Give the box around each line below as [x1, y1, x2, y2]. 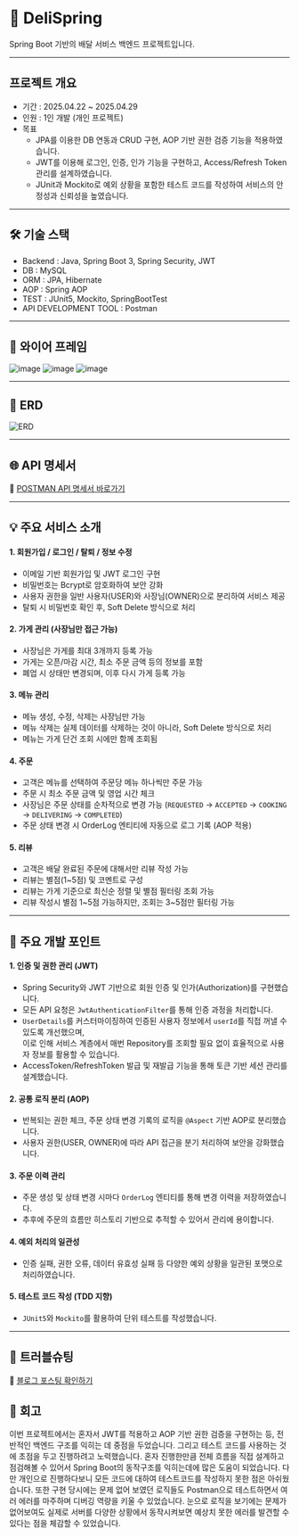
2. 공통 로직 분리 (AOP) [9, 1093, 90, 1104]
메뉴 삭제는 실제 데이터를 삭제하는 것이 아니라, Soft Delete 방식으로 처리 [21, 723, 272, 732]
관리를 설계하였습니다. [35, 168, 113, 178]
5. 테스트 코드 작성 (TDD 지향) [9, 1291, 113, 1301]
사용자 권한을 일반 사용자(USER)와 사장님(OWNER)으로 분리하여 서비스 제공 [21, 591, 286, 601]
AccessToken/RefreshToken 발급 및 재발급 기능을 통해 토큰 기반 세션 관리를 [21, 1061, 287, 1070]
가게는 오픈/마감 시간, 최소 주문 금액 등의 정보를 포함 [21, 656, 203, 667]
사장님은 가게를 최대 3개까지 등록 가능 [21, 645, 154, 656]
